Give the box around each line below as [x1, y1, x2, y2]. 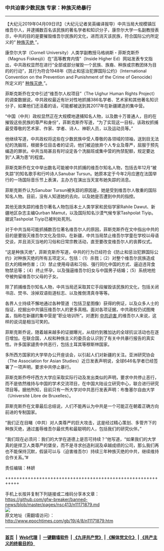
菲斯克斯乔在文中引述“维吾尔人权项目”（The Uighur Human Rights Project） [5, 91, 158, 96]
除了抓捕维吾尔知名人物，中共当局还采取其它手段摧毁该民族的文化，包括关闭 [5, 284, 159, 290]
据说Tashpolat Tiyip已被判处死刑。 [5, 216, 75, 222]
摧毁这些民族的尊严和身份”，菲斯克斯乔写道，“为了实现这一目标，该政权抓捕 [5, 119, 159, 125]
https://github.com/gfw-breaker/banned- [5, 497, 88, 503]
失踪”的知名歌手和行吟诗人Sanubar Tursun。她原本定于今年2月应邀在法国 [5, 171, 153, 177]
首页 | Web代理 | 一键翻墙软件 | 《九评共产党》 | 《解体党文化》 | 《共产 [5, 534, 153, 540]
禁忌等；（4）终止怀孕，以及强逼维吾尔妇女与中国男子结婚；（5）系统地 [9, 268, 152, 274]
